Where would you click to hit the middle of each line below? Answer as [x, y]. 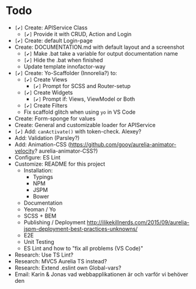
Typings [43, 177]
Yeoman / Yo [40, 209]
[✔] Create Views [45, 79]
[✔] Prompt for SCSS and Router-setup [82, 86]
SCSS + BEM [40, 216]
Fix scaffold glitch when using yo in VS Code [79, 112]
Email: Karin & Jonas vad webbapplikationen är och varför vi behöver [101, 274]
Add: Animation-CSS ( [42, 144]
